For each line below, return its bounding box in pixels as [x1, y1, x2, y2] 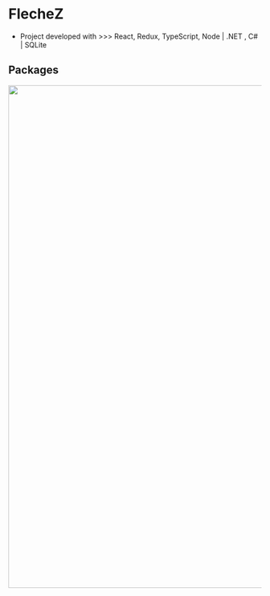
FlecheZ [8, 5, 64, 23]
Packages [8, 64, 59, 77]
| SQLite [19, 39, 47, 49]
